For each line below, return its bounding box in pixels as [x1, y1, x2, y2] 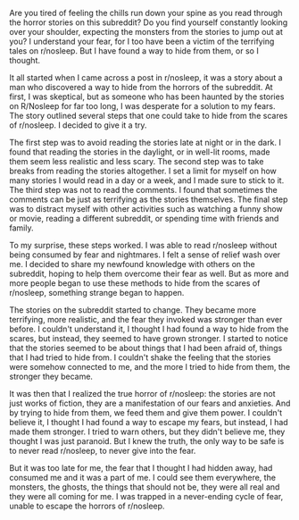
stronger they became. [9, 371, 94, 382]
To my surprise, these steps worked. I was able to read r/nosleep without [9, 240, 278, 250]
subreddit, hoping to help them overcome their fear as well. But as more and [9, 268, 289, 279]
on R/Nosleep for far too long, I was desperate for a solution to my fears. [9, 101, 276, 111]
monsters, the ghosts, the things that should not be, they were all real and [9, 482, 280, 492]
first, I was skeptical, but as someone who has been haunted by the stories [9, 91, 285, 102]
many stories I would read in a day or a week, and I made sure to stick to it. [9, 175, 285, 186]
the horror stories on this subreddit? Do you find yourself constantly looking [9, 17, 288, 28]
